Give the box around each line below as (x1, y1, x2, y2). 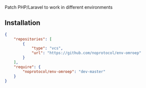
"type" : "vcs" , (31, 46, 63, 51)
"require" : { (13, 64, 41, 69)
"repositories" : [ (13, 36, 52, 41)
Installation (4, 18, 40, 27)
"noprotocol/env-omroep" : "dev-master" (22, 69, 106, 74)
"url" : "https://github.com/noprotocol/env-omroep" (31, 50, 141, 55)
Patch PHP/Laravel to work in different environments (4, 4, 113, 10)
